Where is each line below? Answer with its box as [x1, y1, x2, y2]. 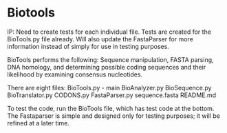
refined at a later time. [7, 119, 70, 127]
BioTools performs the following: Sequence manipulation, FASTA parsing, [7, 55, 215, 63]
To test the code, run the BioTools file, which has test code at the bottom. [7, 104, 215, 112]
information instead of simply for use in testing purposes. [7, 42, 170, 50]
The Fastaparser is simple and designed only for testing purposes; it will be [7, 112, 220, 120]
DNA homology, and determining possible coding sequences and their [7, 63, 206, 71]
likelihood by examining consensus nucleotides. [7, 70, 143, 79]
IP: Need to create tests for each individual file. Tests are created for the [7, 28, 212, 36]
